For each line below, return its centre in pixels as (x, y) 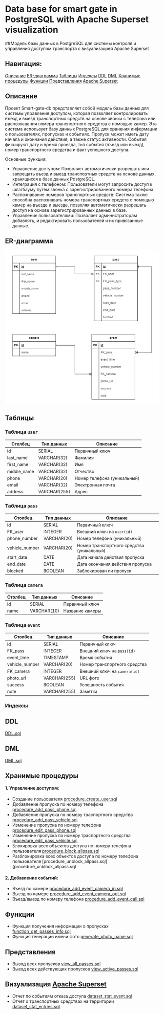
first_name (18, 464)
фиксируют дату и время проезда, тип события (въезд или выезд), (75, 144)
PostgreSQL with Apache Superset (77, 19)
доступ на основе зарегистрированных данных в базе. (70, 210)
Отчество (84, 471)
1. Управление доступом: (32, 788)
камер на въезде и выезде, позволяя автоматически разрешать (79, 205)
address (15, 492)
